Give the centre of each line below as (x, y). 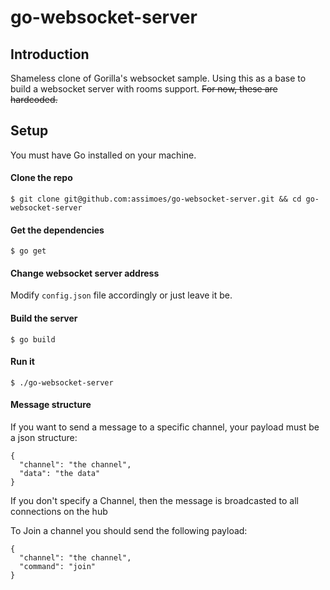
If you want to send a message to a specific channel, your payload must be (165, 427)
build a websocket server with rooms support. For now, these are (144, 89)
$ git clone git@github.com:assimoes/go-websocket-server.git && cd (156, 199)
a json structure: (44, 438)
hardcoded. (34, 99)
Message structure (51, 405)
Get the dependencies (57, 230)
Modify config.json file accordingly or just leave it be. (121, 295)
